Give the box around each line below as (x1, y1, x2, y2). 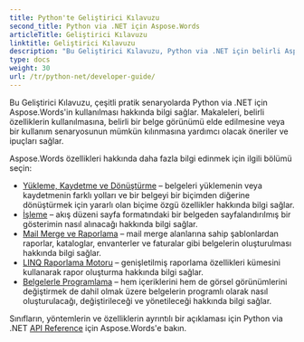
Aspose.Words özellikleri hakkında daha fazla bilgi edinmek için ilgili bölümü (9, 153, 292, 164)
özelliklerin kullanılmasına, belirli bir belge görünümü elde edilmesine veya (9, 116, 285, 127)
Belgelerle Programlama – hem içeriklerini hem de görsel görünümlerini (22, 276, 288, 287)
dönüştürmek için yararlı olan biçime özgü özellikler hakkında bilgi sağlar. (22, 199, 295, 210)
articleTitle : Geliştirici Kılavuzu (9, 30, 147, 39)
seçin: (9, 162, 33, 173)
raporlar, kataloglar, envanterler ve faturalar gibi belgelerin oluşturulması (22, 237, 292, 249)
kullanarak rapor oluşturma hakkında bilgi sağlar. (22, 266, 204, 277)
